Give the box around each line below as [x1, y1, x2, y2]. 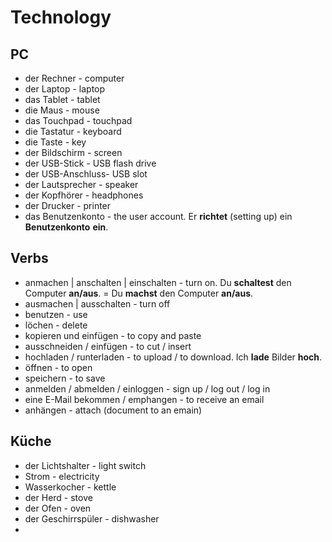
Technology [10, 6, 112, 29]
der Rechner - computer [24, 72, 125, 84]
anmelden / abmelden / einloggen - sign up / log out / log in [24, 382, 271, 395]
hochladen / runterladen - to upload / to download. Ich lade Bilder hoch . [24, 351, 323, 363]
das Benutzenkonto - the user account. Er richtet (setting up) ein [24, 211, 293, 222]
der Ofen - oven [24, 502, 92, 514]
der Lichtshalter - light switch [24, 459, 147, 471]
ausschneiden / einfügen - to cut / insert [24, 340, 192, 352]
